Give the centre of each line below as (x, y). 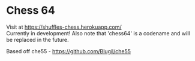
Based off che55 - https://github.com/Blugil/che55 (68, 51)
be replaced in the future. (37, 39)
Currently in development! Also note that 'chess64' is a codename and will (98, 33)
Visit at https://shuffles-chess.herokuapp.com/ (64, 27)
